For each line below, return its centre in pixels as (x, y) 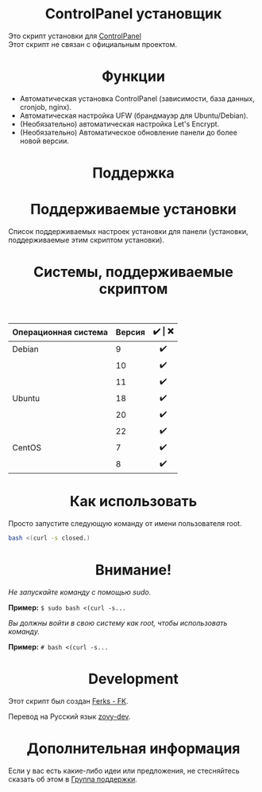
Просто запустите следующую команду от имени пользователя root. (125, 523)
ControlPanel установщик (133, 14)
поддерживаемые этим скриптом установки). (87, 240)
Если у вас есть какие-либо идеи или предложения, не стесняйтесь (124, 771)
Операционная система (60, 333)
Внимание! (133, 570)
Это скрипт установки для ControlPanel (75, 36)
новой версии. (44, 141)
